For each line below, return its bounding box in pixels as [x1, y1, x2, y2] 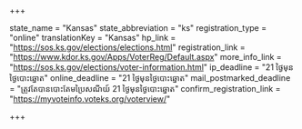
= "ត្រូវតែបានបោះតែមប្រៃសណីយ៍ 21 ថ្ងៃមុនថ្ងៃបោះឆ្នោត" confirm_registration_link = [9, 84, 281, 94]
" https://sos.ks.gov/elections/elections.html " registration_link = [9, 42, 246, 53]
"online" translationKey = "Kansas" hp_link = [9, 33, 176, 43]
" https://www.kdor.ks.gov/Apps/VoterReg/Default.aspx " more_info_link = [9, 52, 282, 62]
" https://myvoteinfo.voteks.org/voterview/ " [9, 94, 171, 104]
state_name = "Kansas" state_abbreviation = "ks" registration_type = [9, 23, 267, 33]
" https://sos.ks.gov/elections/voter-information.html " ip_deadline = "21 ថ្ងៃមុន [9, 62, 294, 73]
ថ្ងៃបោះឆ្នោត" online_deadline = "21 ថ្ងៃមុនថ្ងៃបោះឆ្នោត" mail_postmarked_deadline [9, 73, 291, 83]
